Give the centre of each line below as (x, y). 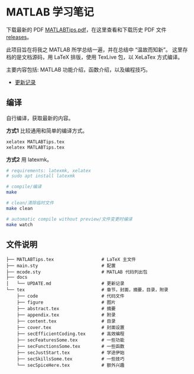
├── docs (17, 278)
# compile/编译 (24, 187)
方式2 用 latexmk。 (29, 159)
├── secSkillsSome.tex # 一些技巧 (71, 359)
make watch (20, 225)
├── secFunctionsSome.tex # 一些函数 (71, 347)
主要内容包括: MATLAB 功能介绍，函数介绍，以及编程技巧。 (78, 69)
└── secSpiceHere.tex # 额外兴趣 (71, 365)
